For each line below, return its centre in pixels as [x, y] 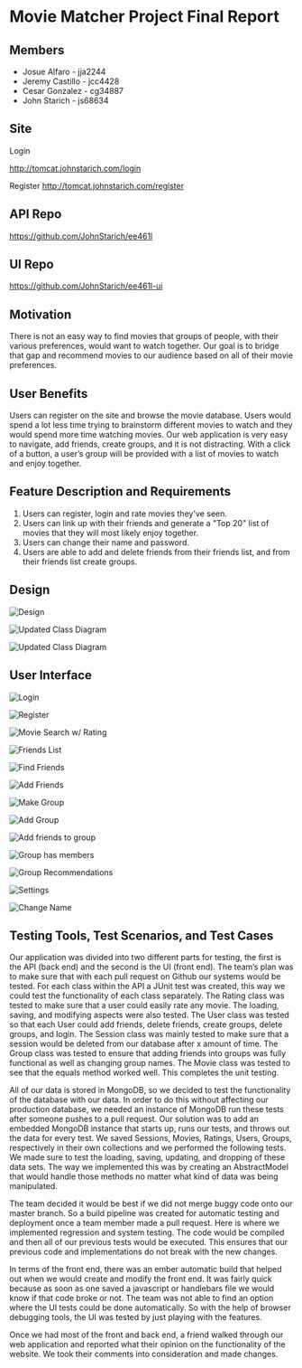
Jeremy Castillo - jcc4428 [71, 81]
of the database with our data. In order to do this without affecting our [139, 1099]
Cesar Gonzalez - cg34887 [73, 91]
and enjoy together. [46, 464]
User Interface [51, 675]
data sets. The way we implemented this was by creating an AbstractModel [149, 1167]
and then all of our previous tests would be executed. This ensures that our [149, 1242]
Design [30, 590]
